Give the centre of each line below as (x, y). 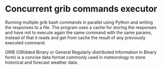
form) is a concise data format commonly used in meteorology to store (75, 57)
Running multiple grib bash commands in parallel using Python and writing (79, 22)
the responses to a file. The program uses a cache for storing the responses (81, 27)
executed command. (25, 42)
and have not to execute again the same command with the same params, (79, 32)
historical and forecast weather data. (42, 62)
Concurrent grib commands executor (81, 9)
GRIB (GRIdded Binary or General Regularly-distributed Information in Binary (81, 52)
